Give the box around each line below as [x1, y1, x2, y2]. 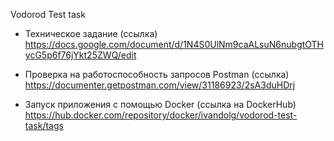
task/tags [24, 120, 64, 131]
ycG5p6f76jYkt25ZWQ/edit [24, 49, 137, 61]
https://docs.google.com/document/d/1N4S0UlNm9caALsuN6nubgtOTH [24, 39, 325, 50]
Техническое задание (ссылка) [24, 28, 158, 39]
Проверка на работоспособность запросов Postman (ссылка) [24, 69, 290, 80]
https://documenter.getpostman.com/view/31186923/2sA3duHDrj [24, 79, 296, 91]
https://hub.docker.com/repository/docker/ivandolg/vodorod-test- [24, 109, 298, 121]
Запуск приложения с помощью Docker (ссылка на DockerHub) [24, 99, 297, 110]
